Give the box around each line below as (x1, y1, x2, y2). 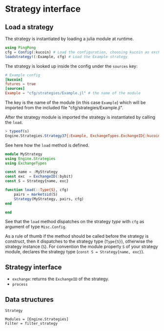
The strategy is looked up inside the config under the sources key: (5, 63, 138, 69)
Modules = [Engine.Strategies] (5, 317, 69, 322)
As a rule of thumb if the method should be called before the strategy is (5, 233, 149, 239)
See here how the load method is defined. (5, 142, 89, 148)
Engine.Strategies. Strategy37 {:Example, (5, 133, 89, 138)
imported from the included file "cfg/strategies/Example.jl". (5, 105, 123, 110)
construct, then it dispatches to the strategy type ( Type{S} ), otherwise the (5, 238, 153, 245)
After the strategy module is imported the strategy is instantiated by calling (5, 114, 155, 120)
